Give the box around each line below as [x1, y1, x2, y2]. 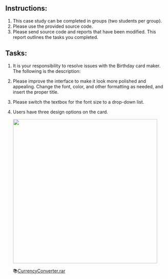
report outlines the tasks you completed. [12, 34, 98, 40]
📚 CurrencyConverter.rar [12, 268, 66, 274]
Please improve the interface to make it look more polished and [12, 78, 146, 84]
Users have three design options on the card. [12, 109, 109, 115]
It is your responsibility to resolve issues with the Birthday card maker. [12, 63, 161, 69]
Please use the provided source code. [12, 23, 93, 29]
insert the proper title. [12, 89, 59, 95]
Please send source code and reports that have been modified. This [12, 28, 156, 35]
